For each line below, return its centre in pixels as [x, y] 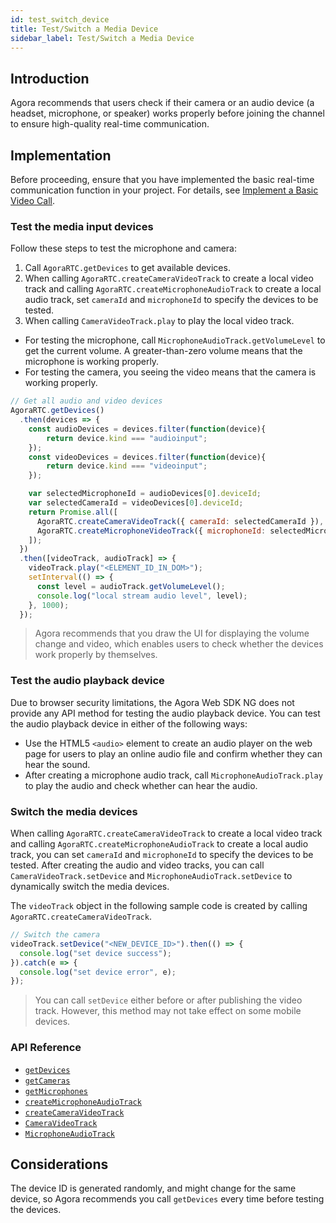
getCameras [47, 1081]
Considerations [59, 1164]
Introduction [50, 78]
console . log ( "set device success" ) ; [95, 953]
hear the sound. [57, 764]
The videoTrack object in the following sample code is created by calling [159, 906]
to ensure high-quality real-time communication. [110, 124]
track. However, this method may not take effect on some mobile [168, 1011]
